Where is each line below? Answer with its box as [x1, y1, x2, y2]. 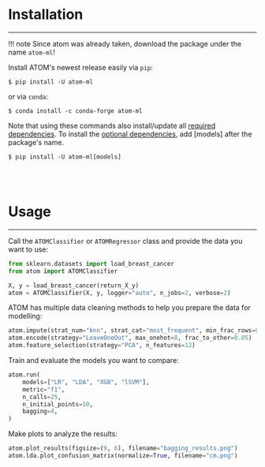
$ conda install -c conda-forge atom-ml [8, 106, 144, 115]
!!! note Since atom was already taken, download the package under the [8, 39, 242, 48]
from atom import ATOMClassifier [8, 267, 118, 275]
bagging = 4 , [22, 408, 58, 416]
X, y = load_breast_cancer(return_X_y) [8, 282, 140, 290]
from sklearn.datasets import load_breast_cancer [8, 260, 175, 267]
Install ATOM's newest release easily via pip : [8, 62, 154, 72]
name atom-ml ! [8, 47, 55, 57]
